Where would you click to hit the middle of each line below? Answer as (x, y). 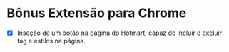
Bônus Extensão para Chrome (97, 13)
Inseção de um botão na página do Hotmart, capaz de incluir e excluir (119, 33)
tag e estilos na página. (51, 41)
